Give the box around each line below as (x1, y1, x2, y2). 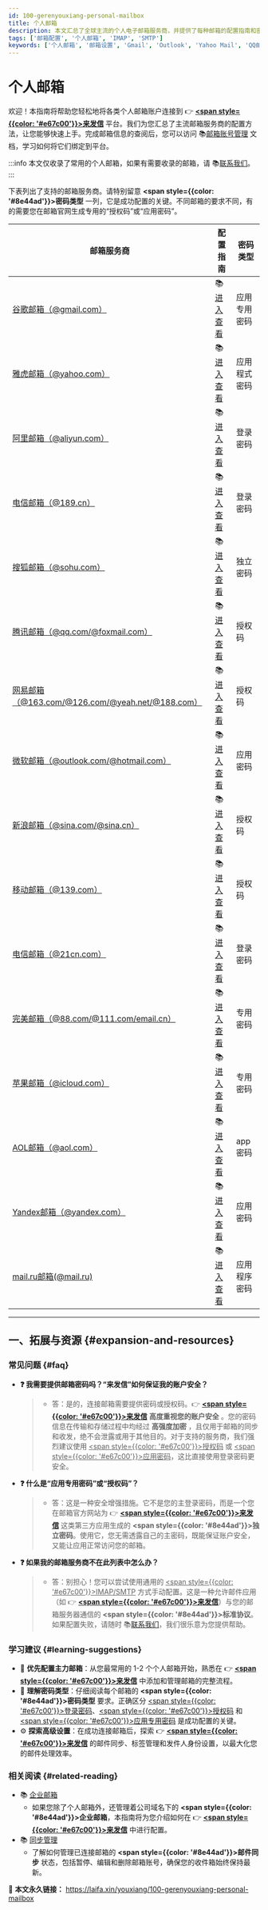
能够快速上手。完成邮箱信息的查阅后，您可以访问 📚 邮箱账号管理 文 (35, 129, 258, 138)
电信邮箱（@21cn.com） (12, 949, 106, 960)
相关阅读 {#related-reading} (8, 1770, 118, 1781)
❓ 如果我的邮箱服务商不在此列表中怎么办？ (19, 1557, 160, 1567)
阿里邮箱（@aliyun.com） (12, 433, 109, 444)
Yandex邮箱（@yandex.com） (12, 1206, 126, 1217)
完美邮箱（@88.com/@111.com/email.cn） (12, 1013, 176, 1024)
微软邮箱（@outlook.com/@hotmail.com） (12, 755, 171, 766)
